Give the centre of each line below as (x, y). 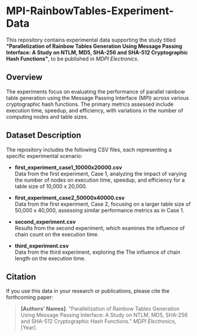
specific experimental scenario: (44, 156)
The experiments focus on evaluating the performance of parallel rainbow (96, 91)
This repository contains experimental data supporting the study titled (91, 40)
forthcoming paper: (29, 298)
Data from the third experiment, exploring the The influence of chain (98, 252)
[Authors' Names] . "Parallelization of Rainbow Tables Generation (100, 309)
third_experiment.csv (42, 245)
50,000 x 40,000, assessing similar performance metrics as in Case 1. (99, 210)
